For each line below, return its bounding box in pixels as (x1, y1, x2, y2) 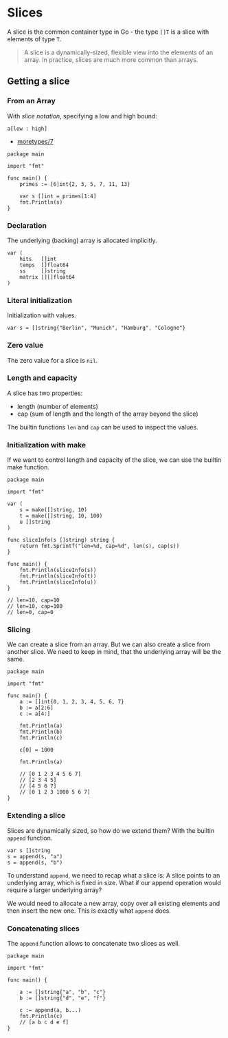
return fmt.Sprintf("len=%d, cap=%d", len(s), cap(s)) (19, 542, 180, 550)
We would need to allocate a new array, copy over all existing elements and (7, 899, 220, 907)
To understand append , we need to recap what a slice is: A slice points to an (7, 871, 220, 879)
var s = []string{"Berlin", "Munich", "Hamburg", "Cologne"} (7, 325, 186, 332)
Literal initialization (7, 295, 72, 305)
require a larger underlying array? (7, 886, 102, 894)
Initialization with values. (7, 311, 77, 319)
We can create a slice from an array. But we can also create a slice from (7, 640, 211, 648)
